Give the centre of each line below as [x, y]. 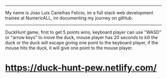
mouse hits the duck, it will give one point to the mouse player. [69, 48]
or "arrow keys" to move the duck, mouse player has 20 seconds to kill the [82, 37]
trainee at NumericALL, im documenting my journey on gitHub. [69, 18]
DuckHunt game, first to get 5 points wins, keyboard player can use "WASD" [83, 32]
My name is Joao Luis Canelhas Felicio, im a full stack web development [79, 13]
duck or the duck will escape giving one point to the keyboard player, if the [82, 43]
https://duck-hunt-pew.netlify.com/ [81, 68]
